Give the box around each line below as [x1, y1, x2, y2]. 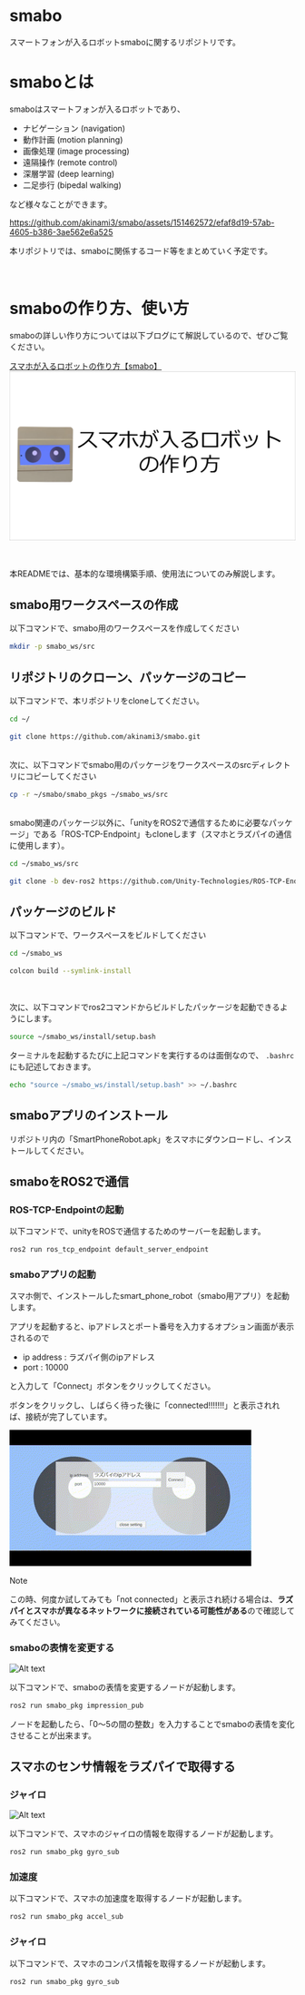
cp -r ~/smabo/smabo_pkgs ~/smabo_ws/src [9, 790, 169, 799]
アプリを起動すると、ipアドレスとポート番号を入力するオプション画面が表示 [9, 1322, 295, 1332]
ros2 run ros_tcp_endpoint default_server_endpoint [9, 1245, 209, 1254]
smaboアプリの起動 [9, 1268, 97, 1281]
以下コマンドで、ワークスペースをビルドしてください [9, 929, 207, 940]
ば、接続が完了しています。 [9, 1411, 113, 1422]
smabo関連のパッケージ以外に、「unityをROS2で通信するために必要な [9, 817, 270, 828]
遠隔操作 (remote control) [22, 156, 118, 168]
